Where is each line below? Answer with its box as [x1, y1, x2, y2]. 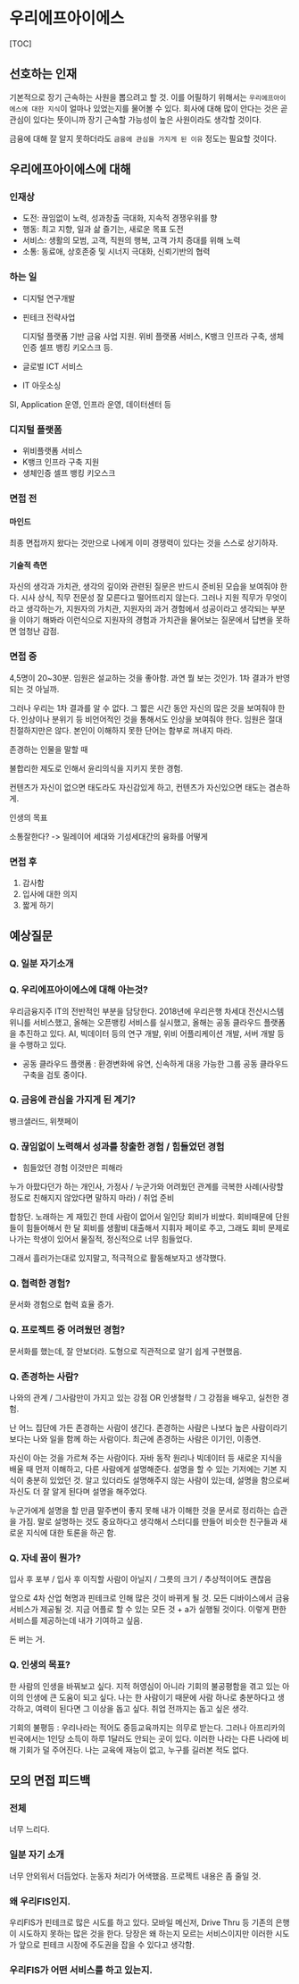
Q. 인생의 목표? [9, 1659, 71, 1671]
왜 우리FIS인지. [9, 1895, 71, 1907]
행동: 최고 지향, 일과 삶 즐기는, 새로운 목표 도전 [21, 224, 185, 235]
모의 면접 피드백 [9, 1773, 91, 1788]
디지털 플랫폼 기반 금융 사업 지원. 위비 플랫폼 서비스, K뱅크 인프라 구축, [21, 331, 268, 341]
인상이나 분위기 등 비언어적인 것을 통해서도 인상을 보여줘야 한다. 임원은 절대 [21, 714, 283, 724]
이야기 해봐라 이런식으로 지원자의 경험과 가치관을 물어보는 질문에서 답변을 [18, 615, 274, 625]
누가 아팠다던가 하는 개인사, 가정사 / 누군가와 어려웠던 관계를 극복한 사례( [9, 1181, 262, 1193]
